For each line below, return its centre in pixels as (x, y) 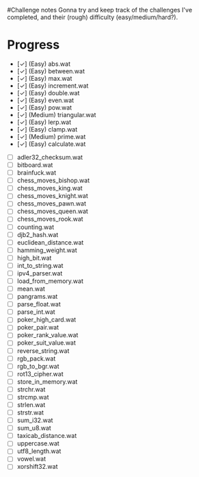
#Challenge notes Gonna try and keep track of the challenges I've (100, 10)
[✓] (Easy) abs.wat (43, 64)
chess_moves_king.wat (50, 188)
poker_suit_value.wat (47, 343)
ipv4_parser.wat (40, 273)
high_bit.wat (34, 258)
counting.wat (36, 227)
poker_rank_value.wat (48, 335)
